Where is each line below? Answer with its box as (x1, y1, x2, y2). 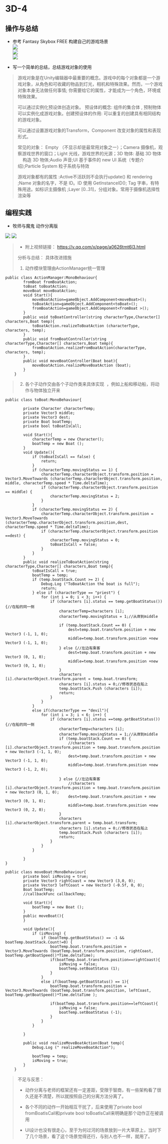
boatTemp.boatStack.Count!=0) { (5, 940, 73, 945)
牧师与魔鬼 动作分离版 (12, 222, 58, 228)
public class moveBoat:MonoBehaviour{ (5, 869, 86, 874)
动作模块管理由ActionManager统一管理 (25, 265, 105, 271)
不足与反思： (17, 1076, 44, 1082)
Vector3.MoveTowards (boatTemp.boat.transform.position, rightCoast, (5, 948, 154, 954)
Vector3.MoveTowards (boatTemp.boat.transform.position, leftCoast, (5, 988, 151, 993)
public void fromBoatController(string (23, 336, 107, 341)
